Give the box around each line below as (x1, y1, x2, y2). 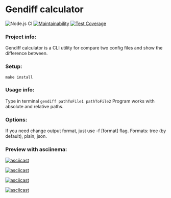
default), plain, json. (5, 133, 47, 139)
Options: (5, 116, 28, 123)
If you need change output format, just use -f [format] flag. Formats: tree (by (5, 128, 166, 134)
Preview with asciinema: (5, 146, 67, 153)
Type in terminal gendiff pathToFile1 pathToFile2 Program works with (5, 98, 155, 104)
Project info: (5, 33, 37, 40)
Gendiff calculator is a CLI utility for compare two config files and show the (5, 45, 163, 51)
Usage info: (5, 86, 35, 93)
